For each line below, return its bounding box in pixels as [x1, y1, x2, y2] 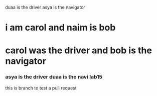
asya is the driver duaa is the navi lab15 [5, 73, 103, 80]
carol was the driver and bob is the [5, 45, 152, 56]
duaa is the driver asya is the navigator [5, 5, 85, 10]
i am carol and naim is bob [5, 22, 116, 33]
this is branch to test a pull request [5, 85, 77, 91]
